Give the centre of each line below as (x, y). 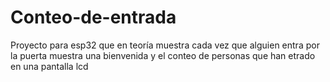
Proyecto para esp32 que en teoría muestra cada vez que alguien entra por (165, 45)
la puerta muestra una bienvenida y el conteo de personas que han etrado (163, 55)
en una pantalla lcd (49, 66)
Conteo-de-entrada (93, 17)
